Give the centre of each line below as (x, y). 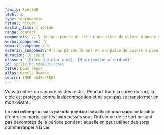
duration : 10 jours (25, 55)
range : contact (20, 32)
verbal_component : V (26, 42)
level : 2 (14, 14)
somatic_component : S (27, 46)
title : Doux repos (24, 69)
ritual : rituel (20, 23)
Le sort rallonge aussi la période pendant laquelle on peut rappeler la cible (80, 112)
